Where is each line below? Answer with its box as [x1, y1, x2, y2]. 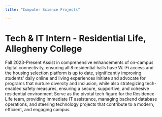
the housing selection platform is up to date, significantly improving [5, 70, 142, 76]
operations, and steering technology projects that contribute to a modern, [5, 101, 155, 107]
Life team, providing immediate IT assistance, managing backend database [5, 96, 158, 102]
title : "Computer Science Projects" [5, 7, 80, 12]
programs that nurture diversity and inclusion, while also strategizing [5, 80, 144, 86]
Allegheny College [5, 43, 82, 54]
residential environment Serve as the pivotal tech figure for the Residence [5, 90, 155, 96]
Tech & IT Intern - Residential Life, [5, 32, 146, 44]
